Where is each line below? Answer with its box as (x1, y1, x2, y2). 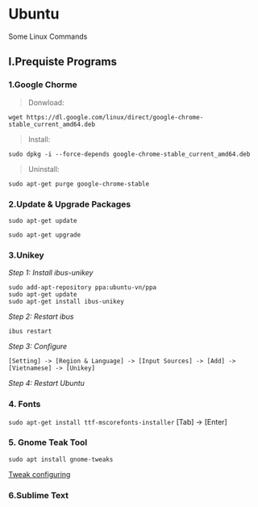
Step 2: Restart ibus (8, 312, 74, 321)
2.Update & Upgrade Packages (8, 199, 131, 210)
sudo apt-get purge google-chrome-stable (8, 179, 150, 188)
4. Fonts (8, 399, 41, 410)
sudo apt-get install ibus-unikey (8, 298, 125, 306)
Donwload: (27, 98, 64, 107)
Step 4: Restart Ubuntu (8, 379, 85, 388)
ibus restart (8, 328, 52, 336)
